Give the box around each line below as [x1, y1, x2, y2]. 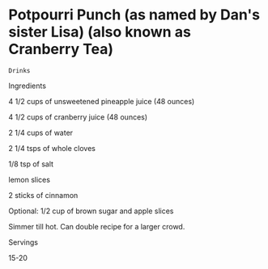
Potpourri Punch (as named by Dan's [8, 6, 261, 24]
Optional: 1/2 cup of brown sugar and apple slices [8, 206, 174, 216]
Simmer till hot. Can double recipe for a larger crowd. [8, 221, 185, 231]
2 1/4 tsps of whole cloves [8, 143, 96, 153]
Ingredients [8, 81, 47, 90]
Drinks [8, 66, 31, 74]
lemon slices [8, 174, 51, 184]
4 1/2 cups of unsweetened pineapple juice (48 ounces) [8, 96, 195, 106]
